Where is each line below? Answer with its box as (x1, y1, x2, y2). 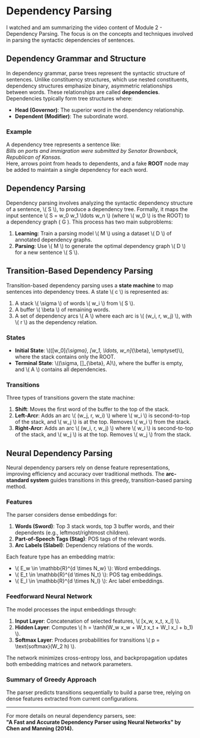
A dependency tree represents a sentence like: (6, 141, 121, 148)
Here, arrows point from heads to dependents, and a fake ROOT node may (6, 160, 189, 167)
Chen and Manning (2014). (6, 724, 74, 732)
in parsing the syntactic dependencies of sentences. (6, 36, 135, 43)
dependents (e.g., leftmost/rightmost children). (14, 529, 130, 536)
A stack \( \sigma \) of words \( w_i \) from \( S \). (14, 299, 135, 307)
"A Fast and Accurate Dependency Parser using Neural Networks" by (6, 718, 182, 726)
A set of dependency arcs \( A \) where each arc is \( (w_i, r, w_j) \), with (14, 312, 192, 319)
